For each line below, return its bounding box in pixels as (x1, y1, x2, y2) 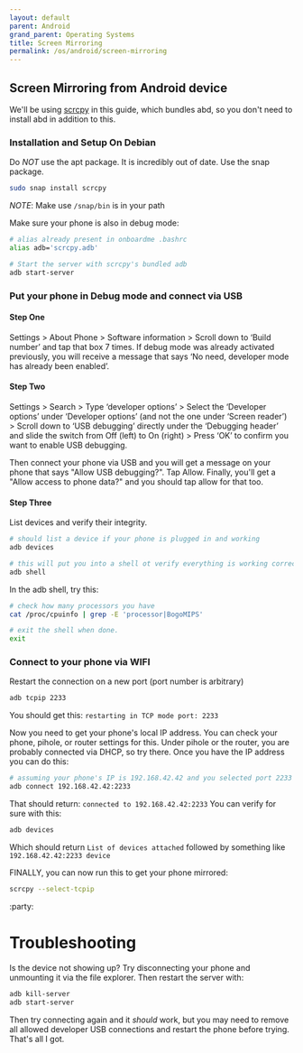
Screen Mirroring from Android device (9, 80, 228, 96)
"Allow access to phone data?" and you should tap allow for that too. (9, 476, 264, 487)
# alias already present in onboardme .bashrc (9, 236, 188, 245)
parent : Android (9, 22, 70, 31)
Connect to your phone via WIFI (9, 656, 151, 669)
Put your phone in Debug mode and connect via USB (9, 290, 243, 302)
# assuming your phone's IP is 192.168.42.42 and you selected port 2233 (9, 773, 293, 783)
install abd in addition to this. (9, 114, 116, 125)
